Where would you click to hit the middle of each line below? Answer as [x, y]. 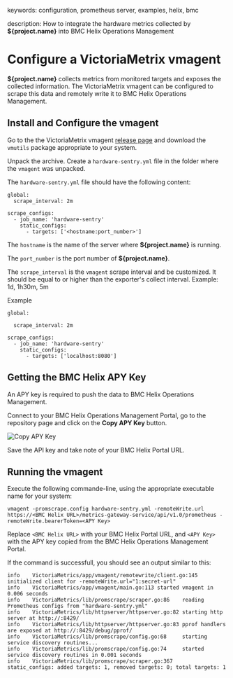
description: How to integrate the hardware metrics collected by [99, 23]
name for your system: [39, 496]
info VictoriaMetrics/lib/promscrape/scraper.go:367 [90, 661]
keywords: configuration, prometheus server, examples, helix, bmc [103, 10]
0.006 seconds [28, 594]
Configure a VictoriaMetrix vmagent [114, 60]
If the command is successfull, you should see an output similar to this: [109, 562]
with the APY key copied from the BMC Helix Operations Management [108, 541]
